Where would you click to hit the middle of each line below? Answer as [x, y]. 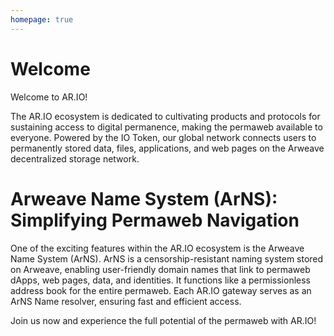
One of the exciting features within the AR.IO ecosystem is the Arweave [157, 248]
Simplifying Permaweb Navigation [155, 220]
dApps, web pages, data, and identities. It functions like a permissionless [160, 280]
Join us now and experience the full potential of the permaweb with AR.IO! [163, 320]
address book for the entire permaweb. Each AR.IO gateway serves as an [161, 290]
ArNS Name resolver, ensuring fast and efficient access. [126, 301]
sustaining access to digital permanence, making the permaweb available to [166, 127]
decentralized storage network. [75, 158]
